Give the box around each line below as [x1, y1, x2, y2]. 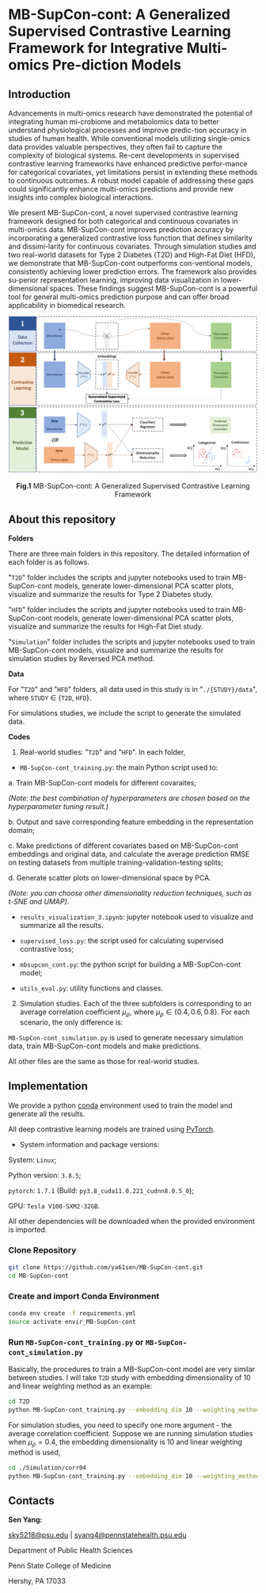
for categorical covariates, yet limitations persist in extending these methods [8, 168, 258, 177]
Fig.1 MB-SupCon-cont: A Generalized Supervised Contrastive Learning [15, 481, 251, 491]
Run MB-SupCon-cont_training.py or [8, 1336, 144, 1348]
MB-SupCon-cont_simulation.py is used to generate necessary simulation [8, 1033, 244, 1043]
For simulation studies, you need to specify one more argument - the [8, 1420, 232, 1430]
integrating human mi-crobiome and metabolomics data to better [8, 117, 220, 126]
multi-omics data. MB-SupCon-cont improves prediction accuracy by [8, 225, 234, 234]
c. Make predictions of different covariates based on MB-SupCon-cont [8, 841, 239, 850]
